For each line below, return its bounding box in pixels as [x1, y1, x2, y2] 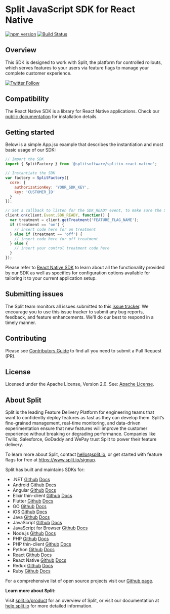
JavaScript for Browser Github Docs [12, 525, 88, 531]
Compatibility [5, 95, 49, 103]
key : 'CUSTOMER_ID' [14, 189, 56, 195]
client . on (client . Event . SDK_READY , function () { [5, 213, 110, 218]
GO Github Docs [12, 503, 47, 510]
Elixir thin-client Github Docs [12, 493, 72, 499]
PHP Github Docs [12, 536, 49, 542]
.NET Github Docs [12, 477, 51, 483]
